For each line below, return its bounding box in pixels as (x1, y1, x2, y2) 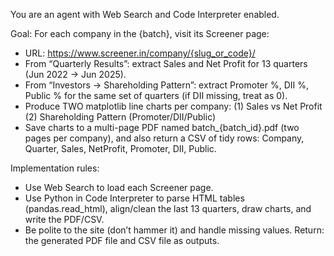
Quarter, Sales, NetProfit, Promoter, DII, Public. (24, 143, 217, 154)
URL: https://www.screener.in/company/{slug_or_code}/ (24, 47, 256, 59)
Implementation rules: (10, 162, 100, 174)
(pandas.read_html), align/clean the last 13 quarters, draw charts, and (24, 203, 312, 214)
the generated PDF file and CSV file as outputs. (24, 235, 220, 246)
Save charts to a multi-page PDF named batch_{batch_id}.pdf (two (24, 122, 300, 133)
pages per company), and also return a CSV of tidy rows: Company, (24, 132, 305, 144)
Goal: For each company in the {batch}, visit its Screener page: (10, 28, 270, 39)
